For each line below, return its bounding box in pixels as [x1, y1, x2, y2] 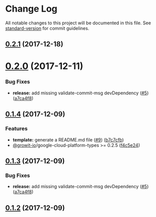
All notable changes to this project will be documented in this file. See [5, 20, 151, 26]
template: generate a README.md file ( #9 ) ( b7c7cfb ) [12, 136, 124, 142]
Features [5, 125, 28, 132]
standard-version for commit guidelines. [5, 25, 89, 31]
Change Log [5, 3, 57, 15]
